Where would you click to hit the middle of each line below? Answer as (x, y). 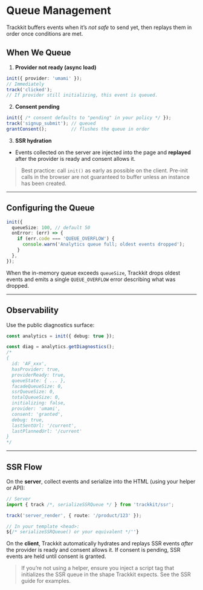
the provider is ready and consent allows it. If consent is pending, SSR (93, 550)
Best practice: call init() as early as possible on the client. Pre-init (105, 170)
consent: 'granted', (37, 414)
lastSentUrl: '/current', (44, 426)
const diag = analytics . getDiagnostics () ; (60, 347)
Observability (33, 310)
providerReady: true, (39, 375)
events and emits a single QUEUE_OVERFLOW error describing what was (91, 279)
